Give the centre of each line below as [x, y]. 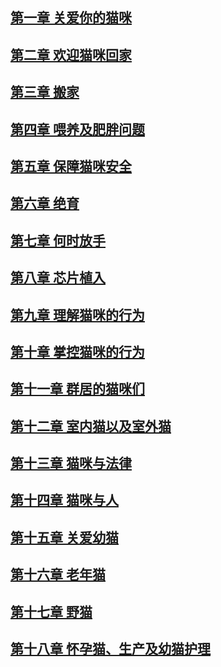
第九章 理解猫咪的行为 [77, 314]
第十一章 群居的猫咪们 [77, 389]
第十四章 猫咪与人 [64, 500]
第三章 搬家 [45, 92]
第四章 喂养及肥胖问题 [77, 129]
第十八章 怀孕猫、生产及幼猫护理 [110, 649]
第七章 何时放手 [58, 240]
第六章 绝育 [45, 203]
